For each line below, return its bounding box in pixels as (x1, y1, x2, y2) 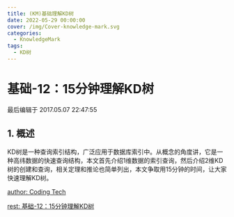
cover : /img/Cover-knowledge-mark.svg (7, 23, 120, 30)
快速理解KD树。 (7, 173, 53, 182)
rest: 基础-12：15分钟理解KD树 (7, 202, 95, 210)
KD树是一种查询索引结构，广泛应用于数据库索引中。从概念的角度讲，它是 (7, 147, 217, 156)
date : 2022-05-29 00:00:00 (7, 17, 86, 24)
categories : (7, 29, 42, 37)
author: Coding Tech (7, 187, 66, 195)
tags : (7, 42, 23, 49)
